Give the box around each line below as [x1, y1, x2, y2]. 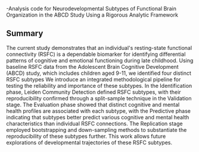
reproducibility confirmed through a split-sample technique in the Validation [6, 94, 192, 102]
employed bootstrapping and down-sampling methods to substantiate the [6, 126, 187, 133]
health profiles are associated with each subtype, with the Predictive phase [6, 107, 191, 115]
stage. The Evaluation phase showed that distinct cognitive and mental [6, 101, 180, 108]
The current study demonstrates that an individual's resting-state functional [6, 44, 192, 51]
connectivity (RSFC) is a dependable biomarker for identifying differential [6, 50, 186, 58]
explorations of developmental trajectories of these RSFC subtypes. [6, 139, 173, 146]
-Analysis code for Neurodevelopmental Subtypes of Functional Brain [6, 5, 177, 12]
